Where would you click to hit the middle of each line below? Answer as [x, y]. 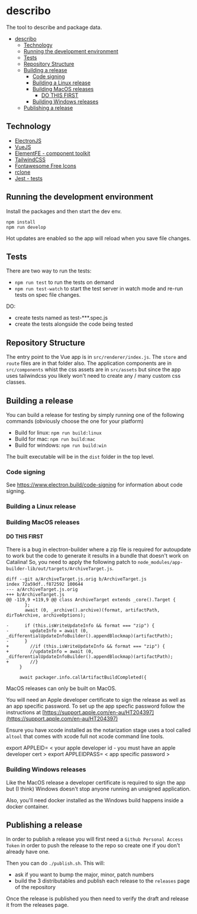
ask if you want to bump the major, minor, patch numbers [84, 875]
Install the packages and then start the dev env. [64, 211]
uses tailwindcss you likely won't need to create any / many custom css [93, 376]
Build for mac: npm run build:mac [55, 439]
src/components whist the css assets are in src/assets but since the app [94, 370]
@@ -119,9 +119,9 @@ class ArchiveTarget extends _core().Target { [91, 600]
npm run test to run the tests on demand [64, 283]
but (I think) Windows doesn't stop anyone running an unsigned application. [98, 789]
